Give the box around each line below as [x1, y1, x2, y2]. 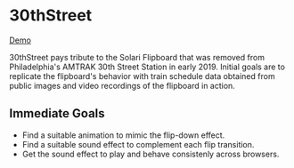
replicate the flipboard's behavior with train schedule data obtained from [9, 70, 275, 81]
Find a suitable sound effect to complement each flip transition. [21, 139, 255, 149]
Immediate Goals [9, 106, 105, 121]
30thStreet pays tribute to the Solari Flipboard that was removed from [9, 52, 265, 62]
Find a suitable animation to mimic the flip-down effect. [21, 130, 225, 140]
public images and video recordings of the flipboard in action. [9, 80, 236, 91]
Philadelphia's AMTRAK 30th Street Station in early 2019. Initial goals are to [9, 61, 285, 72]
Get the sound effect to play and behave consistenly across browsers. [21, 148, 280, 159]
